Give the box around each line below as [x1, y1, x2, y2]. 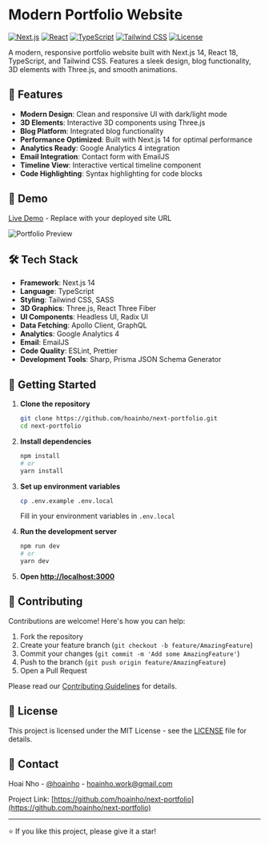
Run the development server [19, 527, 118, 537]
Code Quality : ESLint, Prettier [19, 346, 118, 356]
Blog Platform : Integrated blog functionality [19, 126, 164, 135]
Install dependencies [19, 436, 92, 446]
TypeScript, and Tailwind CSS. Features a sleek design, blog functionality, [8, 56, 251, 66]
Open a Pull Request [19, 665, 88, 675]
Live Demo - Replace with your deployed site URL [8, 213, 172, 223]
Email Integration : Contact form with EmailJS [19, 151, 170, 161]
